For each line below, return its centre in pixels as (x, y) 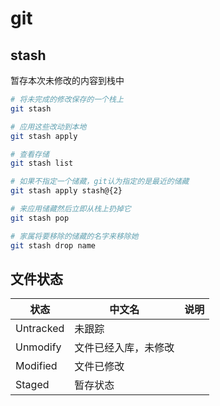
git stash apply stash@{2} (66, 191)
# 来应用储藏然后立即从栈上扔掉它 (71, 209)
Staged (32, 385)
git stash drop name (53, 245)
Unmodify (38, 347)
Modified (36, 366)
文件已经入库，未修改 (124, 348)
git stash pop (40, 218)
